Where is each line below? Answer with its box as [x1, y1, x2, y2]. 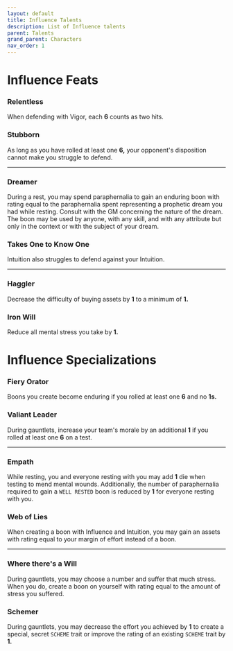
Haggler [7, 279, 35, 288]
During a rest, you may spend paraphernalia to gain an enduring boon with [7, 193, 220, 201]
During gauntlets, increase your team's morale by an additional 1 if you [7, 426, 209, 434]
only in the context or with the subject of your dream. [7, 223, 159, 231]
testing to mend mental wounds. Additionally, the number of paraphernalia [7, 480, 220, 489]
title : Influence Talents [7, 17, 82, 24]
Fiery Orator [7, 377, 49, 387]
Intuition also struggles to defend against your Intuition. [7, 255, 165, 263]
